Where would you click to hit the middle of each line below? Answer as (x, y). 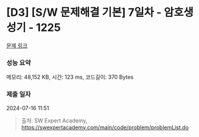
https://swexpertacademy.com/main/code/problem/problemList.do (105, 127)
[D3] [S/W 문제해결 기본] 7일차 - (84, 12)
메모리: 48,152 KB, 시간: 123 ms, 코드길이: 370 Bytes (70, 77)
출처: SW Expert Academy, (54, 120)
